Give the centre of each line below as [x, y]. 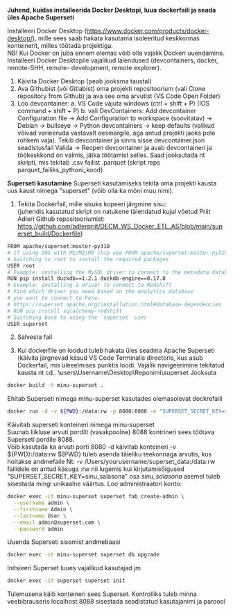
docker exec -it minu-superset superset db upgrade [83, 555]
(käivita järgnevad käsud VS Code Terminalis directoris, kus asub [110, 358]
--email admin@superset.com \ [57, 522]
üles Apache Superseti [41, 17]
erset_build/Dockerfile [49, 233]
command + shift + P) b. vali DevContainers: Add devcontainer [106, 111]
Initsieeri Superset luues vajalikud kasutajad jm [74, 568]
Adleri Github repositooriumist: [61, 219]
